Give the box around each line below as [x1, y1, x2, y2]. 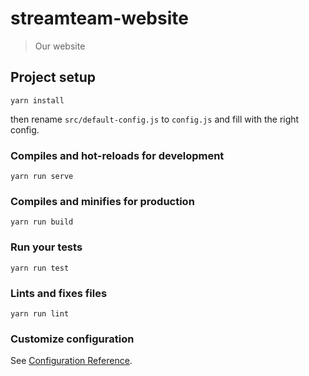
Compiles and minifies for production [10, 194, 195, 208]
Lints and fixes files [10, 286, 108, 300]
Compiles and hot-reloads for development [10, 148, 225, 162]
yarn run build [10, 217, 74, 227]
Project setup [10, 69, 97, 86]
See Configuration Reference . [10, 355, 133, 367]
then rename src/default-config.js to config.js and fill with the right [10, 113, 300, 125]
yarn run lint [10, 308, 70, 319]
